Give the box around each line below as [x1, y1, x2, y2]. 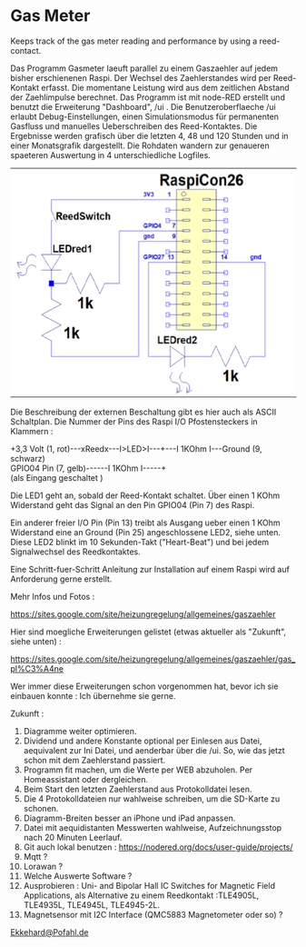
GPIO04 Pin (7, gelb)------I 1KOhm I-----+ [10, 463, 167, 473]
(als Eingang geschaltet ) [10, 472, 104, 483]
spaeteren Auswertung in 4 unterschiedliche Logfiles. [10, 149, 212, 160]
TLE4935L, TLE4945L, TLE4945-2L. [23, 899, 160, 910]
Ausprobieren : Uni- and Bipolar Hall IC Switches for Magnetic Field [23, 880, 276, 891]
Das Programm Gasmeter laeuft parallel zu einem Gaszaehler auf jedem [10, 63, 279, 74]
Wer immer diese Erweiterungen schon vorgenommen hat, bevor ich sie [10, 681, 279, 692]
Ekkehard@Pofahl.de [10, 926, 89, 937]
